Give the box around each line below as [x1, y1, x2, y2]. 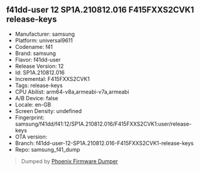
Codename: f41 [15, 43, 53, 50]
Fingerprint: [15, 114, 45, 121]
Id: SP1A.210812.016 [15, 69, 65, 76]
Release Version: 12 [15, 62, 64, 69]
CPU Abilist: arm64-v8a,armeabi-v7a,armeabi [15, 88, 129, 95]
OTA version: [15, 133, 48, 140]
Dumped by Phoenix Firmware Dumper [21, 157, 118, 165]
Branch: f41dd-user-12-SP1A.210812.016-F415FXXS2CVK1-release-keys [15, 139, 194, 147]
